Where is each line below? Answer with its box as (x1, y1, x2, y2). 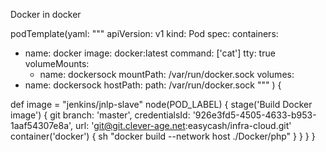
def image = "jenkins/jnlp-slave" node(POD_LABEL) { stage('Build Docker (10, 99, 313, 110)
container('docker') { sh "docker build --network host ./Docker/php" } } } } (10, 130, 316, 142)
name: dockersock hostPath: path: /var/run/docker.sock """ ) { (24, 79, 282, 91)
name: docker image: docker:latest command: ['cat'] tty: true (24, 47, 276, 59)
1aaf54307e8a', (10, 120, 74, 131)
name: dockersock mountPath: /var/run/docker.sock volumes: (39, 69, 295, 80)
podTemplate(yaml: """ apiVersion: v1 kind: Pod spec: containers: (10, 28, 279, 39)
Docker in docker (10, 9, 82, 20)
